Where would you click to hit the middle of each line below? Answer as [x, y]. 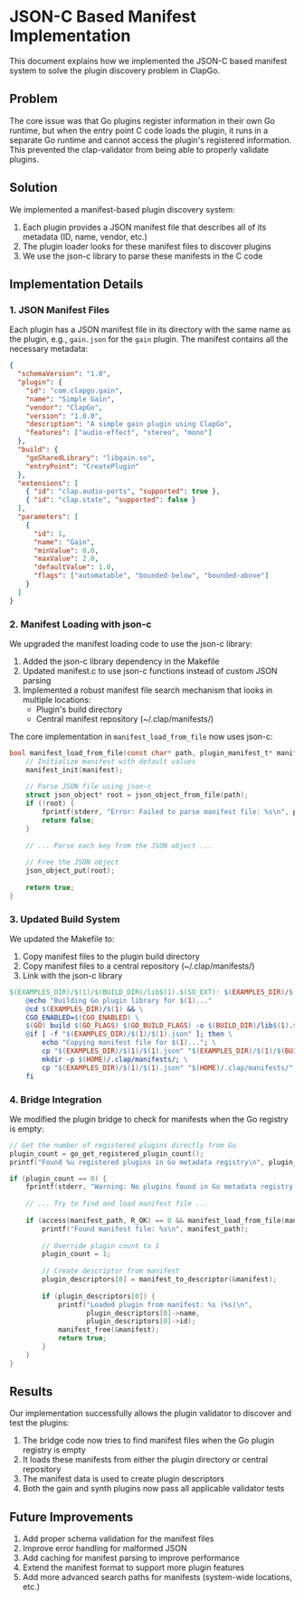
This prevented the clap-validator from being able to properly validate [139, 149]
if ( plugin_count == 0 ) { [58, 1179]
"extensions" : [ [48, 483]
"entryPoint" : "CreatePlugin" [83, 466]
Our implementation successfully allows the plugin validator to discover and [151, 1414]
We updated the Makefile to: [62, 939]
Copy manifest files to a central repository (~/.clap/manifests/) [138, 966]
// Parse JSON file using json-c [89, 787]
